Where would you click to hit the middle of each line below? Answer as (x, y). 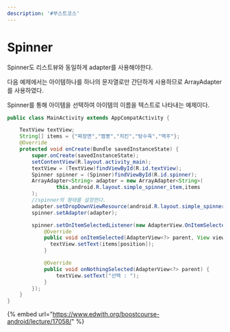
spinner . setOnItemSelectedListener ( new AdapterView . (108, 225)
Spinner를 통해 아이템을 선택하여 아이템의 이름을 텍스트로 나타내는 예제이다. (108, 105)
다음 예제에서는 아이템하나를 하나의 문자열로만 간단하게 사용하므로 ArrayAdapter (115, 81)
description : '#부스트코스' (43, 13)
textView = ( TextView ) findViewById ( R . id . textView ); (107, 168)
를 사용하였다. (26, 90)
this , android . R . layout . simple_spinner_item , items (128, 188)
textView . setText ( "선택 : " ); (98, 276)
